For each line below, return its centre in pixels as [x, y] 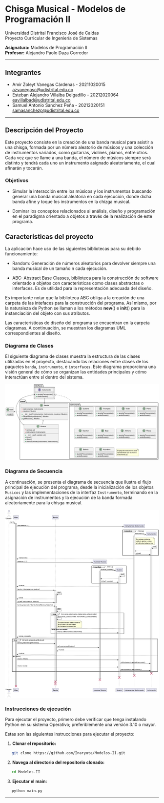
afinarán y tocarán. [24, 168]
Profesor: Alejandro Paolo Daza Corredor [47, 53]
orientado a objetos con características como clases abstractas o [78, 283]
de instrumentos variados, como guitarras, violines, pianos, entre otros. [77, 152]
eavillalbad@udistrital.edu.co [41, 100]
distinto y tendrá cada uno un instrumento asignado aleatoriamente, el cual [80, 163]
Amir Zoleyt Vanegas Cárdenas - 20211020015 [59, 84]
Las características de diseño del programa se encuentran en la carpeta [77, 323]
